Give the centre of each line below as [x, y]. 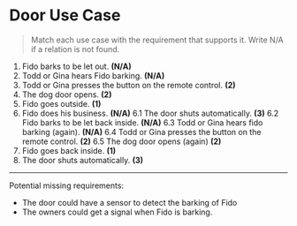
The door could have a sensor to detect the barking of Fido [129, 202]
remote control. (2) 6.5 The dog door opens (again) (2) [122, 141]
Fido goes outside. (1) [61, 103]
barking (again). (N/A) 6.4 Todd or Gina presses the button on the [141, 132]
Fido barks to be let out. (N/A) [76, 66]
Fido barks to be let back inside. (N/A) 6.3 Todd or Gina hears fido [142, 122]
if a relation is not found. [75, 49]
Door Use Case [65, 15]
